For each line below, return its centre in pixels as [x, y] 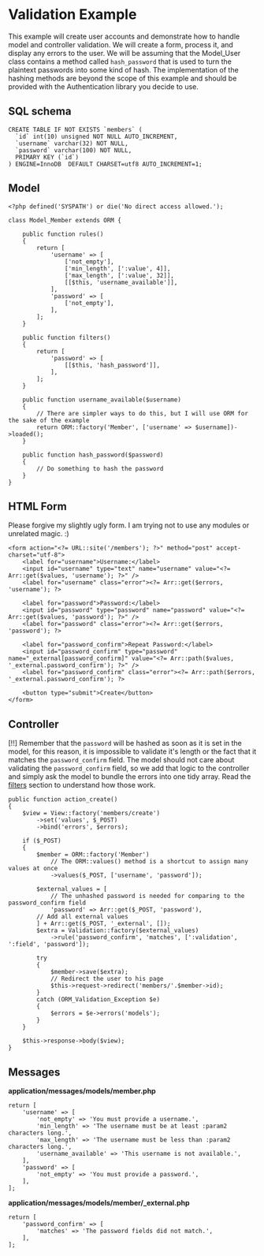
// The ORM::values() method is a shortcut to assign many [149, 862]
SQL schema [40, 112]
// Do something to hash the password [100, 468]
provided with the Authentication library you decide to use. [104, 86]
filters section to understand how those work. [82, 785]
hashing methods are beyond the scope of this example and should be [123, 78]
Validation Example [73, 15]
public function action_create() [63, 799]
